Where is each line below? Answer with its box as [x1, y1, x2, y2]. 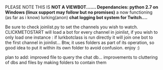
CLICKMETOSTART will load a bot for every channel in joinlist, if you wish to [5, 29, 158, 35]
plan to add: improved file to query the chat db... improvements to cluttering [5, 54, 158, 60]
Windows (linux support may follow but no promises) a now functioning [5, 9, 153, 15]
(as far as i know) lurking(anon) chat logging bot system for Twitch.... [5, 15, 148, 20]
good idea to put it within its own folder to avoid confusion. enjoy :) [5, 45, 140, 50]
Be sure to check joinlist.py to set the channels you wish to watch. [5, 24, 139, 30]
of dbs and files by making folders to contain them [5, 60, 107, 65]
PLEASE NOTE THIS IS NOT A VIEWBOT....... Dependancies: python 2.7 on [5, 4, 159, 10]
